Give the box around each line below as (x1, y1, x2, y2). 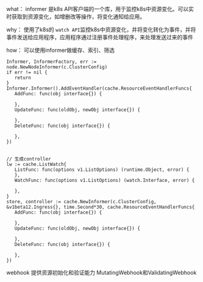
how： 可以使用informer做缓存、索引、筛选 (6, 46, 115, 54)
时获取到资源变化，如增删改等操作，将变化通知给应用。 (6, 13, 145, 20)
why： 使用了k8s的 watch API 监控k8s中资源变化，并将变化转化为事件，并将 (6, 26, 196, 33)
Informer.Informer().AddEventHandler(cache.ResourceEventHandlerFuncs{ (6, 85, 192, 92)
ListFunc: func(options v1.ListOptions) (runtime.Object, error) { (14, 167, 190, 173)
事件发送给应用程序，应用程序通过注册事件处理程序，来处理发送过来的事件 (6, 34, 193, 41)
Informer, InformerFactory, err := (6, 59, 97, 65)
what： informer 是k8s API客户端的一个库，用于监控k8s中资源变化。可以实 (6, 5, 194, 12)
